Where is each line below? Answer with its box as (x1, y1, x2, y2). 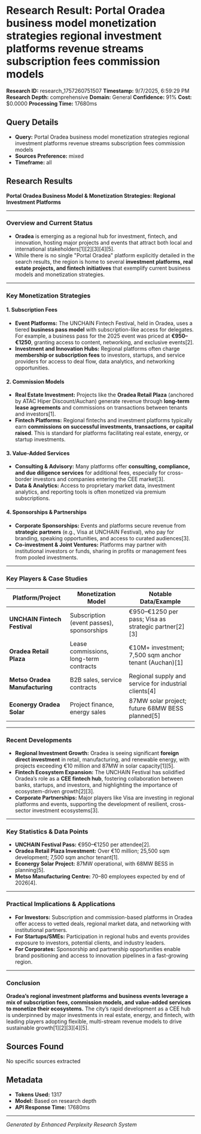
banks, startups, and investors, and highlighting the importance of (14, 781, 178, 789)
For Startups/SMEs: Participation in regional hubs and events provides (14, 933, 190, 940)
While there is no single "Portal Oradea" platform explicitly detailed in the (14, 251, 195, 258)
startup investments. (14, 436, 66, 443)
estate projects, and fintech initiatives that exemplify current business (14, 264, 191, 272)
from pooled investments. (14, 554, 78, 561)
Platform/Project (13, 593, 61, 601)
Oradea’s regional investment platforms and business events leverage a (6, 992, 188, 1000)
